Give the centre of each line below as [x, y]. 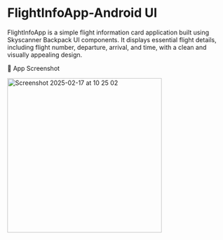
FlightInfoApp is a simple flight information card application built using [108, 32]
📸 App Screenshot [34, 68]
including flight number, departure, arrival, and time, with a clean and [107, 47]
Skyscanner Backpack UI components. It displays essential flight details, [112, 39]
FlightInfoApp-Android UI [82, 13]
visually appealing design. [45, 55]
